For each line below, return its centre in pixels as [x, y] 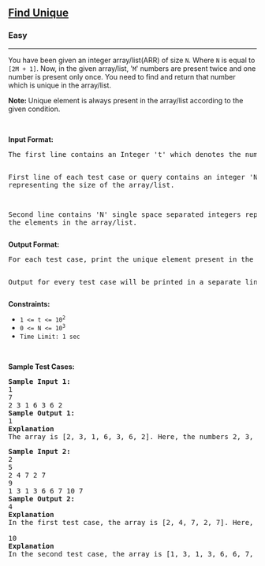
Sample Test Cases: [41, 367]
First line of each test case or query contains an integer [127, 177]
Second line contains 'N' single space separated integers [125, 214]
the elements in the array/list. [73, 222]
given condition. [34, 109]
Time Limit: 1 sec [50, 337]
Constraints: [29, 303]
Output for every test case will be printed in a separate [125, 282]
